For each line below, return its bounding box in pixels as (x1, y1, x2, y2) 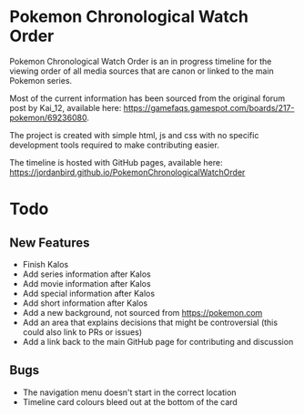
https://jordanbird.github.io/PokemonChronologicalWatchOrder (9, 167, 246, 177)
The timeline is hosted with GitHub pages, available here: (9, 157, 223, 167)
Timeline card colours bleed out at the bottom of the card (22, 396, 238, 407)
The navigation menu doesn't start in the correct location (22, 387, 237, 398)
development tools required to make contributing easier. (9, 139, 220, 150)
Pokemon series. (9, 75, 73, 86)
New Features (9, 235, 90, 250)
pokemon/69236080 (9, 112, 87, 123)
